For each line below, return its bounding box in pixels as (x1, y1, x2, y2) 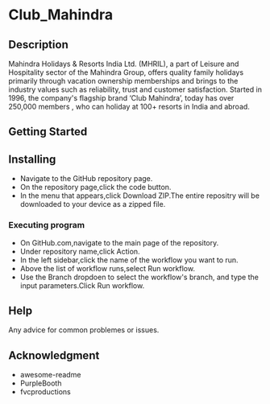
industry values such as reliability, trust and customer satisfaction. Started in (8, 85, 262, 94)
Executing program (8, 220, 85, 231)
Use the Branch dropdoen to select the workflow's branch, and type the (19, 272, 260, 282)
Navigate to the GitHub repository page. (19, 174, 153, 183)
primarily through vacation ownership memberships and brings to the (8, 76, 239, 85)
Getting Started (8, 125, 88, 138)
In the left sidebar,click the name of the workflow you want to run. (19, 255, 239, 265)
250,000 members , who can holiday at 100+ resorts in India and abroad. (8, 102, 250, 111)
